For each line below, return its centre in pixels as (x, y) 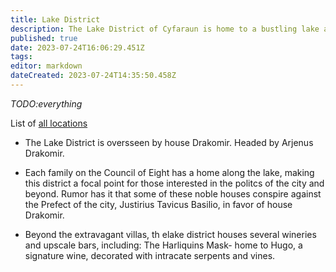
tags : (21, 57)
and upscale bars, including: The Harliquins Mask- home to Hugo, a (163, 245)
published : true (44, 38)
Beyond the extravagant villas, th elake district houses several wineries (170, 234)
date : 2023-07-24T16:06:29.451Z (77, 47)
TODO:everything (46, 103)
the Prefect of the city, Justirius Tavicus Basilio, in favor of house (158, 204)
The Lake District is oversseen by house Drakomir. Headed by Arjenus (169, 142)
